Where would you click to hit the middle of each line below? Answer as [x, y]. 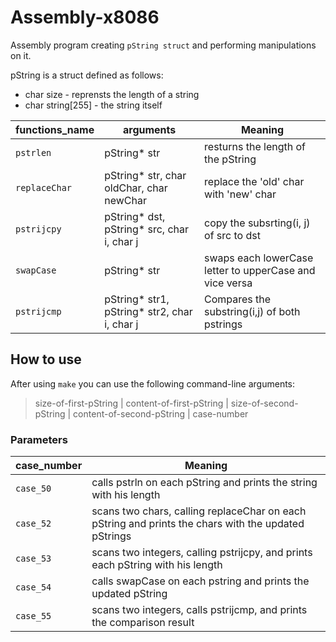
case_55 [33, 616]
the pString [230, 159]
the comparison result [143, 623]
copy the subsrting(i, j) [257, 223]
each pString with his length [157, 565]
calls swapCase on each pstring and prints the [200, 581]
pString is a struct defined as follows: [87, 75]
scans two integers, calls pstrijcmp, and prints [199, 610]
